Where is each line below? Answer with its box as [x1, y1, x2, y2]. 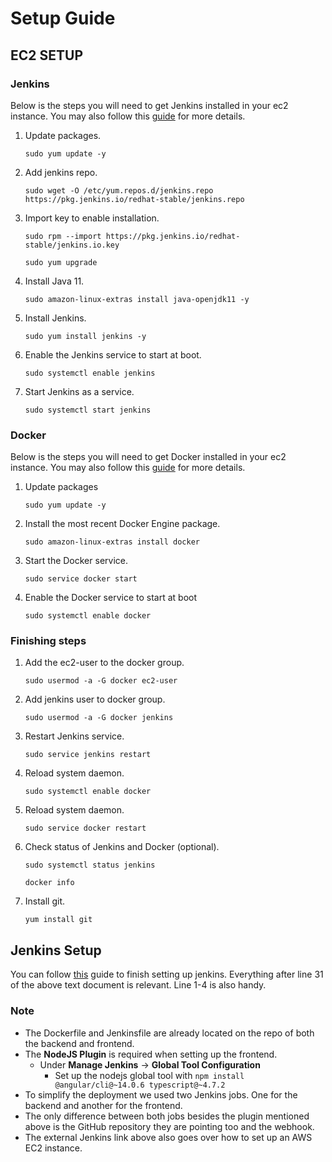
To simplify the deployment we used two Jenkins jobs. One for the [24, 1088, 298, 1101]
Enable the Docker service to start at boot [24, 592, 197, 604]
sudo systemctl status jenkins [24, 860, 156, 871]
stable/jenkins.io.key [24, 240, 120, 250]
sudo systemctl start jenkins [24, 405, 152, 415]
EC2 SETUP [10, 47, 83, 64]
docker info [24, 878, 75, 888]
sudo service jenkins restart [24, 750, 152, 760]
